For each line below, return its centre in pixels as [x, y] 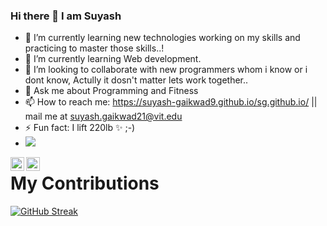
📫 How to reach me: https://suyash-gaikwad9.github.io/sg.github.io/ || [171, 102]
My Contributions [85, 183]
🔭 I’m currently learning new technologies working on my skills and [162, 38]
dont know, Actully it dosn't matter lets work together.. [136, 80]
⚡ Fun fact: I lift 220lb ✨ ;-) [80, 128]
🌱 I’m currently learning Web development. [113, 59]
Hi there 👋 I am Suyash [66, 16]
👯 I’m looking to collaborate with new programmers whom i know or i [166, 70]
